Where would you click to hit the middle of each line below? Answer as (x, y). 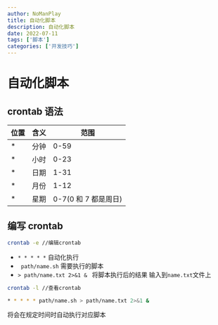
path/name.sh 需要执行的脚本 (62, 266)
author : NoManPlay (34, 14)
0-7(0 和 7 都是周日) (88, 199)
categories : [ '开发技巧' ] (43, 46)
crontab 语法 (35, 111)
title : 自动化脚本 (32, 20)
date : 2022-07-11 (33, 33)
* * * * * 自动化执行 (48, 257)
